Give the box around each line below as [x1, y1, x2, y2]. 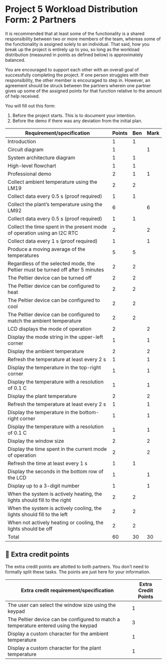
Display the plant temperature [7, 393, 77, 399]
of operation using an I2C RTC [7, 229, 79, 236]
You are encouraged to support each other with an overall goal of [5, 66, 139, 73]
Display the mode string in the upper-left [7, 333, 103, 340]
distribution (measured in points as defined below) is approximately [5, 51, 143, 58]
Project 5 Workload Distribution [5, 3, 138, 15]
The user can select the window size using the [7, 601, 116, 608]
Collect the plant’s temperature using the [7, 201, 103, 208]
